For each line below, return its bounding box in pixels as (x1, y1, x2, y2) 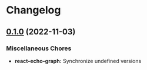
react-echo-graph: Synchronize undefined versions (14, 57, 142, 64)
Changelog (6, 3, 61, 17)
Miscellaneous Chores (6, 44, 72, 52)
